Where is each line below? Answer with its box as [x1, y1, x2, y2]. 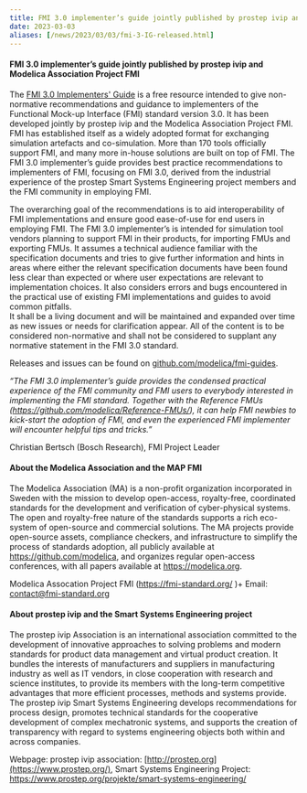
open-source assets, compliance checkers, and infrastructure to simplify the [9, 531, 298, 542]
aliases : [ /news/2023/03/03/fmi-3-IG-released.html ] [9, 30, 215, 39]
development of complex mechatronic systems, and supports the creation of [9, 716, 298, 727]
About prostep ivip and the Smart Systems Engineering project [9, 609, 253, 620]
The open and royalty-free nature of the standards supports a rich [9, 511, 259, 522]
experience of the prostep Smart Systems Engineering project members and [9, 176, 297, 188]
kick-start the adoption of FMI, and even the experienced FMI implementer [9, 413, 291, 425]
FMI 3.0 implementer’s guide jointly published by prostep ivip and [9, 59, 264, 70]
